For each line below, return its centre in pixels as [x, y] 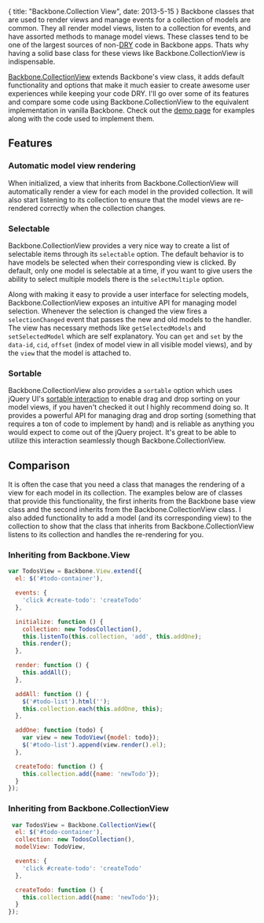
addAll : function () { [52, 694]
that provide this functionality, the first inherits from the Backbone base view [132, 501]
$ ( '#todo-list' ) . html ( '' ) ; [66, 701]
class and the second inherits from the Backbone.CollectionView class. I [125, 510]
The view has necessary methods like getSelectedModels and [107, 328]
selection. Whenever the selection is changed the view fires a [108, 311]
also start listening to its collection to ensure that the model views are [120, 199]
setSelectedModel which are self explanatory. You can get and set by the [126, 336]
